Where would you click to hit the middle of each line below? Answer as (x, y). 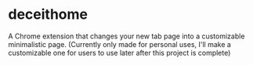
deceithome (48, 14)
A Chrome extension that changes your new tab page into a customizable (127, 36)
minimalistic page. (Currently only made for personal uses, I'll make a (119, 44)
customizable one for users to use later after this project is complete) (119, 52)
